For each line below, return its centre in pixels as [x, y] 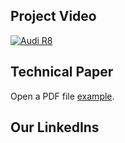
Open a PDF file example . [62, 96]
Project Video [53, 16]
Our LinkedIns [55, 127]
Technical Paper [62, 72]
